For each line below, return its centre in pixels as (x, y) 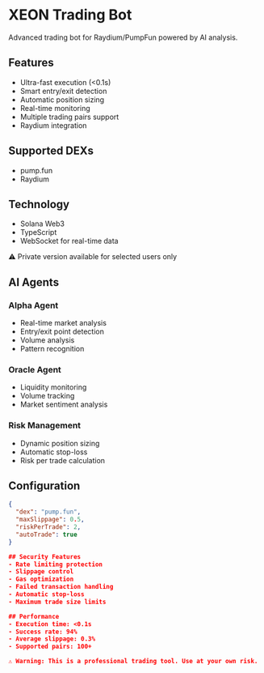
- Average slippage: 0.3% (52, 639)
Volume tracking (47, 396)
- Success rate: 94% (43, 632)
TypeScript (38, 232)
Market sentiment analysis (64, 405)
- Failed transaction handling (61, 587)
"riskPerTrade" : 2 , (48, 527)
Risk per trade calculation (63, 460)
